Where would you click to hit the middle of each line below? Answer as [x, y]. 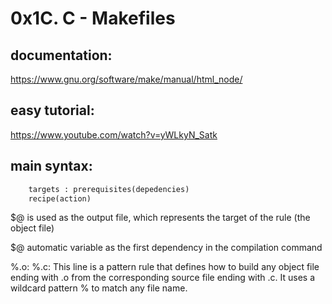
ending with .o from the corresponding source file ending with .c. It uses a [163, 278]
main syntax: [51, 166]
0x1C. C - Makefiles [93, 18]
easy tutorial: [52, 110]
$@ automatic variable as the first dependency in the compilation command [166, 248]
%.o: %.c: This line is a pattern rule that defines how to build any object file [165, 267]
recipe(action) [60, 198]
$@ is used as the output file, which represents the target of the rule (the [160, 218]
